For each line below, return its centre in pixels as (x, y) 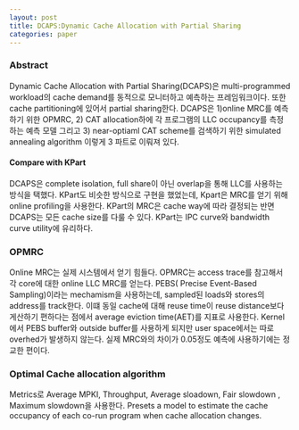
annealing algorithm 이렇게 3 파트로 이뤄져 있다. (95, 141)
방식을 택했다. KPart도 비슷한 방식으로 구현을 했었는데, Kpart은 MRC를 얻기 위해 (149, 194)
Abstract (29, 65)
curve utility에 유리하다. (51, 227)
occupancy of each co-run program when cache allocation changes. (136, 416)
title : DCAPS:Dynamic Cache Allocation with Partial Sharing (125, 26)
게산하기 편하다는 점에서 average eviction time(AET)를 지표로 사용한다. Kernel (147, 317)
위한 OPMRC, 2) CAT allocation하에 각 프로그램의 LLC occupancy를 (146, 119)
